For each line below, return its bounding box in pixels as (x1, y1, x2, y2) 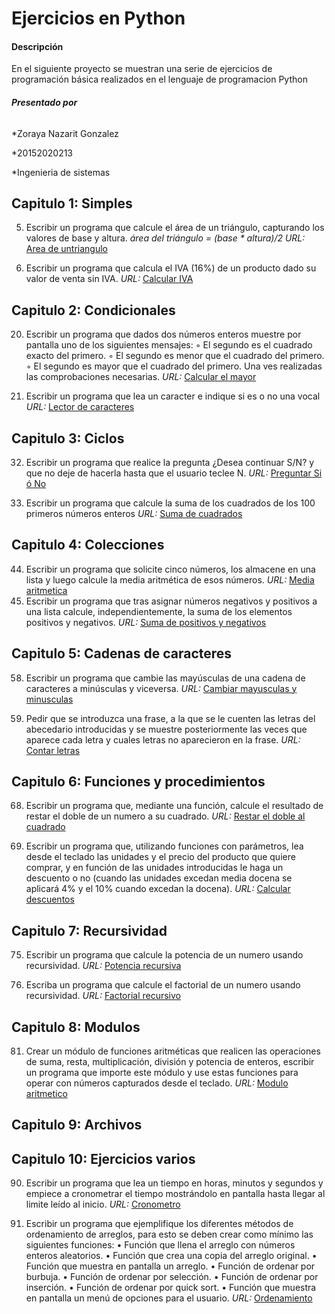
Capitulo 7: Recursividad (11, 922, 168, 939)
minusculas (25, 693, 74, 705)
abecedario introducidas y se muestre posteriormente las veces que (25, 723, 308, 735)
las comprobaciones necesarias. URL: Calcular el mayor (25, 371, 257, 383)
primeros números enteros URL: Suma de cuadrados (25, 508, 243, 520)
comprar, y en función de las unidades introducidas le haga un (25, 862, 284, 874)
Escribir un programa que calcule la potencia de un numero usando (25, 949, 304, 961)
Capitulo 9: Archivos (11, 1117, 143, 1134)
